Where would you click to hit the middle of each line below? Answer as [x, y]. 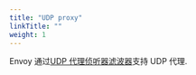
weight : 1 [28, 34]
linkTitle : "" [36, 26]
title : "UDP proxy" [46, 18]
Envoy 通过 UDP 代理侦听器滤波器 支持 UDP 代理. [98, 61]
